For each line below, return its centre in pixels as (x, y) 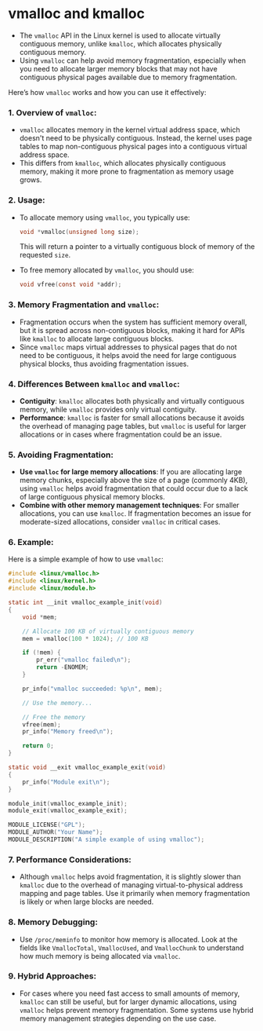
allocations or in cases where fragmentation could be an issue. (121, 434)
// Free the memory (54, 717)
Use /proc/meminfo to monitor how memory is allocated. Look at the (128, 939)
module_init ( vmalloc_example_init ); (68, 803)
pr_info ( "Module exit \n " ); (66, 782)
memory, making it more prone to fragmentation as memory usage (126, 172)
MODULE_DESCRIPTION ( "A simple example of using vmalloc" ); (106, 840)
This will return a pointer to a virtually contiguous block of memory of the (137, 247)
